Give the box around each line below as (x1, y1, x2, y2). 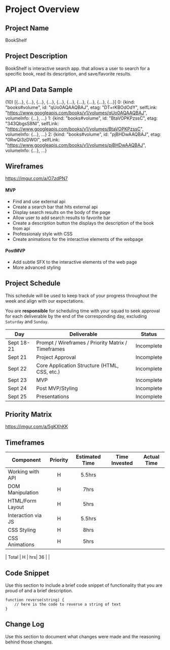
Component (12, 456, 41, 463)
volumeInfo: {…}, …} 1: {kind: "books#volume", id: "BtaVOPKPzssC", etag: (5, 115, 158, 121)
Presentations (36, 393, 69, 400)
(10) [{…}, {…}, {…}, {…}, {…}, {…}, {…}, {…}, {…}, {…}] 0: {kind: (5, 99, 135, 105)
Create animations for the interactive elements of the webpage (12, 236, 143, 242)
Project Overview (5, 4, 80, 15)
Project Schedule (5, 279, 61, 287)
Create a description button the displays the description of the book (12, 220, 154, 226)
